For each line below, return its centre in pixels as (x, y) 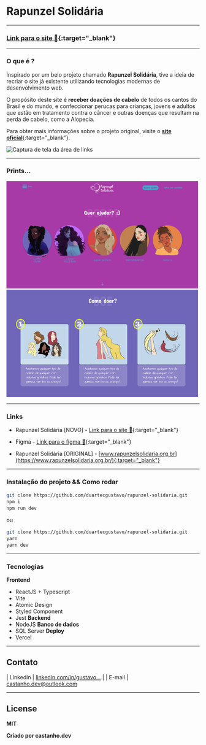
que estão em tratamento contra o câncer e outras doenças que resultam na (103, 112)
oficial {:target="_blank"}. (38, 137)
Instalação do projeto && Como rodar (62, 482)
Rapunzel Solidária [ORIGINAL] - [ (58, 454)
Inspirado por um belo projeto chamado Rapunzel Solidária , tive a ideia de (101, 74)
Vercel (23, 637)
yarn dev (17, 545)
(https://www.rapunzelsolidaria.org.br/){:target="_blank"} (88, 460)
